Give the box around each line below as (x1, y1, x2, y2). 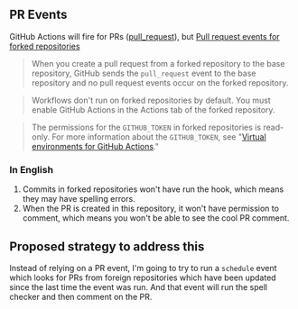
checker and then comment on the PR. (9, 291, 153, 302)
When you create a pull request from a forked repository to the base (31, 58, 285, 68)
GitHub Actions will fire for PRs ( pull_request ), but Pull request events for (9, 31, 280, 41)
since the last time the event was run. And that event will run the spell (9, 281, 268, 292)
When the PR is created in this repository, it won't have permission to (22, 203, 280, 214)
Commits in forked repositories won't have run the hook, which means (22, 184, 284, 195)
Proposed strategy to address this (9, 239, 205, 254)
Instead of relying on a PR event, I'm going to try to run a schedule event (9, 262, 277, 273)
